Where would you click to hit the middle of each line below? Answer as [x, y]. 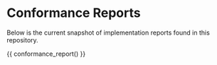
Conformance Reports [74, 13]
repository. [22, 40]
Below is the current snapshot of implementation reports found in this [108, 32]
